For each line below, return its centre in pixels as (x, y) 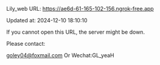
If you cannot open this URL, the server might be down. (75, 32)
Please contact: (26, 44)
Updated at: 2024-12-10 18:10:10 (47, 20)
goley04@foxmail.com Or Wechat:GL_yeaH (60, 55)
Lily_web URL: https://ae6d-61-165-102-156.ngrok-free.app (80, 9)
